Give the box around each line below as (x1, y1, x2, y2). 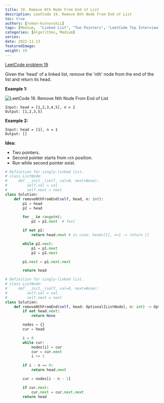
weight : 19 (5, 48, 27, 53)
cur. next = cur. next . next (31, 390, 84, 395)
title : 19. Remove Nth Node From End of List (5, 7, 99, 12)
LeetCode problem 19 (5, 62, 48, 68)
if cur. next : (22, 385, 49, 390)
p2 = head (22, 206, 42, 211)
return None (31, 313, 56, 318)
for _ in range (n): (22, 214, 62, 219)
